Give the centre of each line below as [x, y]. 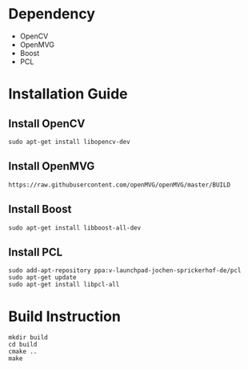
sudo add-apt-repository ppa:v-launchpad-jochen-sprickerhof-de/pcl [125, 271]
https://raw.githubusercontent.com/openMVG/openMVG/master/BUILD [119, 185]
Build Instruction [65, 316]
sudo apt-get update [43, 278]
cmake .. [23, 352]
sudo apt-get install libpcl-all [64, 285]
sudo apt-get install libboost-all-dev [75, 228]
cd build [23, 345]
